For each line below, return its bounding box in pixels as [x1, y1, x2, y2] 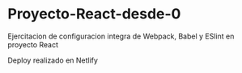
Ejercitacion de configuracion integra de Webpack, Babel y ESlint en [7, 31, 235, 41]
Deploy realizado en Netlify [7, 55, 99, 65]
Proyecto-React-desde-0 [7, 5, 181, 23]
